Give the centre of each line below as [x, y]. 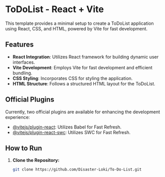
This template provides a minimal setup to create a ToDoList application [79, 23]
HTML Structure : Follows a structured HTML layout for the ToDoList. [84, 83]
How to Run [24, 148]
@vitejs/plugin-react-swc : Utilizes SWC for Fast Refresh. [71, 132]
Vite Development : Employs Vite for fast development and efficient [82, 67]
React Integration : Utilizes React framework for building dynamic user [86, 57]
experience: [18, 117]
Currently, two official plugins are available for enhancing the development [83, 112]
